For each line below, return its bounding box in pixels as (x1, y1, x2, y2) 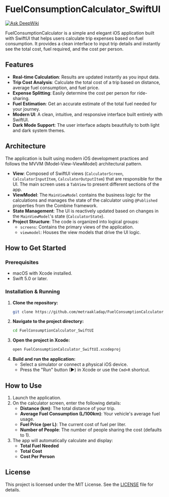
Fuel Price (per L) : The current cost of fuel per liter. (20, 421, 127, 427)
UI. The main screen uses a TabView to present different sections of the (12, 181, 159, 187)
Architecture (5, 142, 46, 150)
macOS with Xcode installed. (12, 270, 72, 276)
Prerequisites (5, 259, 39, 266)
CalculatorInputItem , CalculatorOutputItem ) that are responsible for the (12, 176, 162, 182)
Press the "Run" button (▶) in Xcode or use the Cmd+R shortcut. (20, 367, 150, 373)
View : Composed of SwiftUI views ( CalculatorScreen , (12, 170, 124, 177)
